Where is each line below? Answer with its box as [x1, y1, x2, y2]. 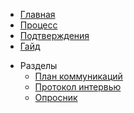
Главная [19, 9, 56, 20]
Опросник [34, 92, 78, 103]
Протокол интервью [34, 81, 122, 93]
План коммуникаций [34, 70, 123, 82]
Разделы [19, 60, 58, 71]
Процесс [19, 19, 58, 31]
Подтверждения [19, 30, 90, 41]
